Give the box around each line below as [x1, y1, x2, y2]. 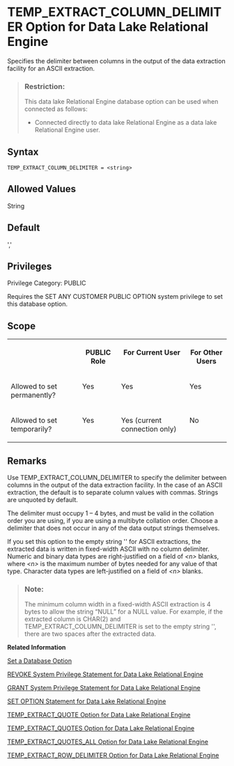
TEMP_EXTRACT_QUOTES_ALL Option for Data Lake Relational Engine [7, 737, 209, 746]
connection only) [120, 424, 177, 434]
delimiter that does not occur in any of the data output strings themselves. [7, 524, 220, 533]
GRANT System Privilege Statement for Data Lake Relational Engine [7, 684, 201, 692]
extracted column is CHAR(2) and [24, 615, 121, 623]
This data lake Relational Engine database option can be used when [24, 97, 219, 106]
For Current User [123, 347, 181, 357]
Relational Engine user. [34, 126, 100, 134]
